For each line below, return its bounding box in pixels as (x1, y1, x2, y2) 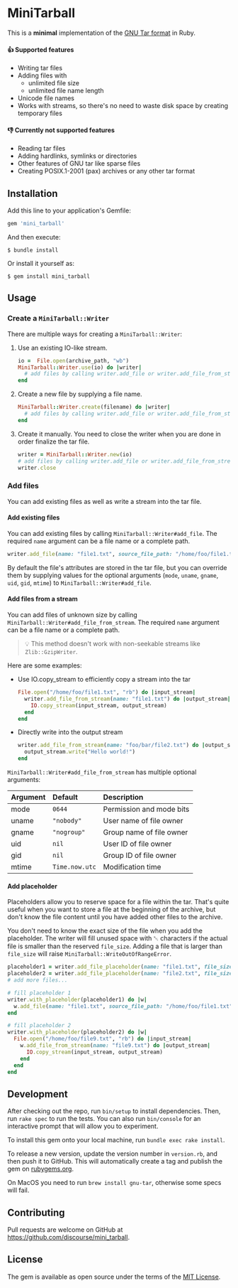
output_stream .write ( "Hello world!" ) (24, 748, 136, 756)
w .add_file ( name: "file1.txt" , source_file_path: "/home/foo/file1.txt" (13, 1002, 233, 1010)
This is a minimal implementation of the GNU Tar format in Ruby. (7, 28, 196, 37)
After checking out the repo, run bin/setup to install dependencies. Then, (7, 1107, 221, 1115)
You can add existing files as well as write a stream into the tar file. (7, 497, 202, 505)
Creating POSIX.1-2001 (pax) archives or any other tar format (17, 167, 195, 176)
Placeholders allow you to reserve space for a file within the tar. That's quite (7, 898, 229, 906)
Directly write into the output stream (17, 728, 123, 736)
